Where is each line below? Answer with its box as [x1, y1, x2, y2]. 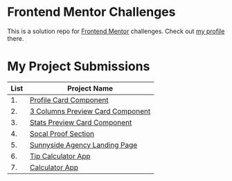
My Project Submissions [7, 59, 150, 75]
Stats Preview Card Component [30, 117, 132, 127]
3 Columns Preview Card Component [30, 106, 151, 116]
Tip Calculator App [30, 151, 91, 161]
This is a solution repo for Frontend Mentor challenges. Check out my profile [7, 27, 225, 35]
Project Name [66, 84, 114, 93]
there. [7, 34, 24, 42]
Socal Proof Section [30, 128, 95, 138]
